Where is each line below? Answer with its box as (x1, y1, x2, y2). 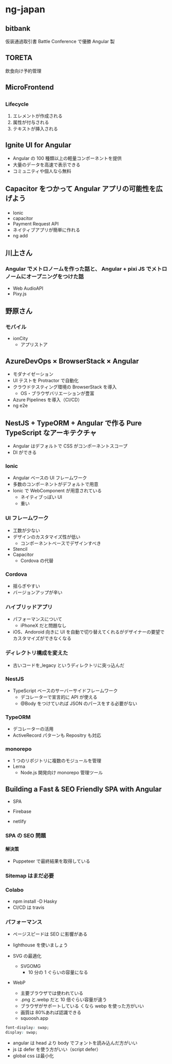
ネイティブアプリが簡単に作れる (12, 227, 81, 233)
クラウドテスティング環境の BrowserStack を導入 (12, 384, 117, 390)
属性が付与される (12, 119, 49, 125)
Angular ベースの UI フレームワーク (12, 475, 87, 481)
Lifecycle (5, 100, 29, 107)
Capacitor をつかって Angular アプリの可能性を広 (5, 184, 163, 193)
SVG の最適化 (12, 953, 42, 959)
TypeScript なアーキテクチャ (5, 428, 97, 437)
